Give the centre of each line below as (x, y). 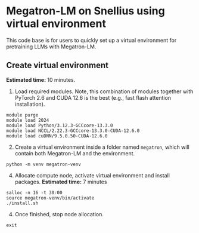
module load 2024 (28, 120)
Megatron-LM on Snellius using (85, 11)
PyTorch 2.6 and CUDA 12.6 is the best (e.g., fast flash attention (93, 97)
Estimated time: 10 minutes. (41, 79)
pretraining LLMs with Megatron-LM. (51, 47)
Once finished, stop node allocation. (59, 214)
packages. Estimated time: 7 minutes (61, 182)
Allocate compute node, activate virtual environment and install (92, 175)
